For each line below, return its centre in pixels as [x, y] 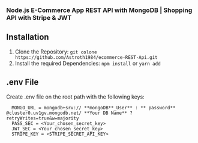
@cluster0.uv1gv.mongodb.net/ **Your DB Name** [67, 113]
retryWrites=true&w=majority [43, 118]
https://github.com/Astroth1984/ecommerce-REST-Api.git [86, 57]
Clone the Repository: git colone [56, 52]
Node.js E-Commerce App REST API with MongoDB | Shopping [99, 10]
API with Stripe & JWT [39, 17]
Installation [28, 37]
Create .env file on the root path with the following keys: [76, 97]
